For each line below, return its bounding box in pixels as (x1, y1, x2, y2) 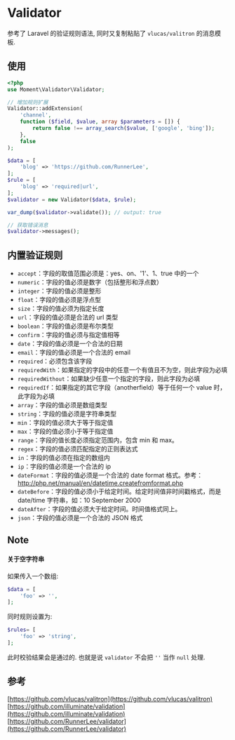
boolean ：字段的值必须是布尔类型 (17, 322, 114, 331)
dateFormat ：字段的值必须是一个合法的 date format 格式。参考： (17, 471, 203, 480)
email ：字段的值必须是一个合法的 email (17, 348, 131, 357)
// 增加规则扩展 (7, 98, 48, 106)
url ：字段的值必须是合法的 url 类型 (17, 313, 119, 322)
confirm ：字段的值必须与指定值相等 (17, 331, 120, 339)
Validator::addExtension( (7, 105, 83, 112)
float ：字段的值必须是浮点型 (17, 296, 102, 304)
